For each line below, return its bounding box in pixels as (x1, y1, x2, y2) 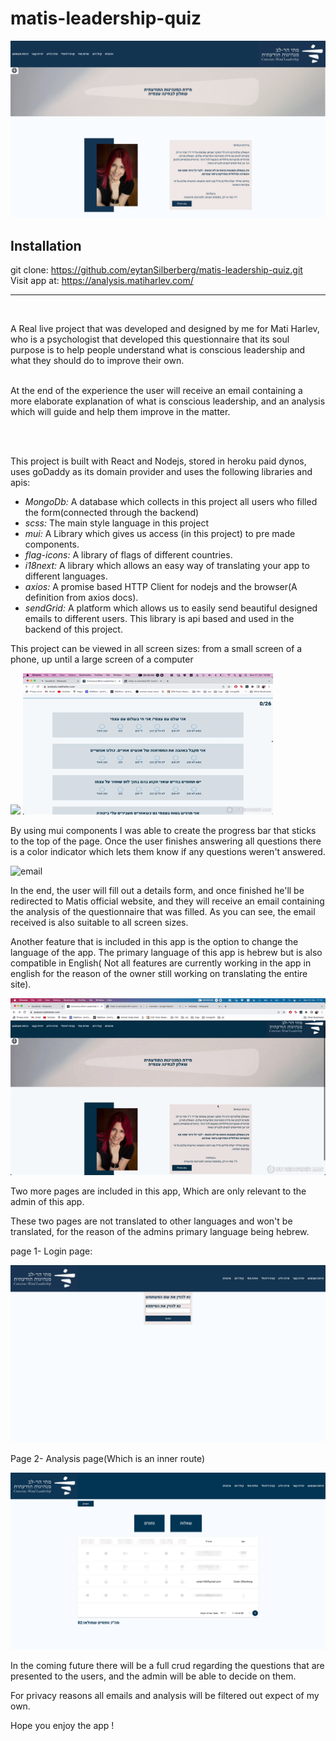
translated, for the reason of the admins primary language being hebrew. (10, 1226, 310, 1238)
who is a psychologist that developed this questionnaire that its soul (10, 333, 290, 346)
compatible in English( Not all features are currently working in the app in (10, 957, 312, 969)
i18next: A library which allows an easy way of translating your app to (24, 560, 310, 572)
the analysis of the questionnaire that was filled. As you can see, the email (10, 905, 316, 917)
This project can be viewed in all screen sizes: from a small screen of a (10, 643, 303, 655)
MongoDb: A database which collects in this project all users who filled (24, 496, 318, 508)
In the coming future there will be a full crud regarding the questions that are (10, 1660, 325, 1672)
